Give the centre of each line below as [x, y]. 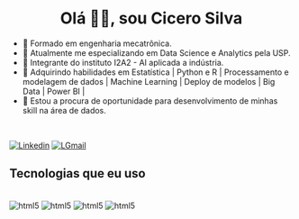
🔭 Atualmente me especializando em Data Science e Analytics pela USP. [156, 52]
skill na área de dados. [64, 110]
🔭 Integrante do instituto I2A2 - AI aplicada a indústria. [123, 62]
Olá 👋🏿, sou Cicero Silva [151, 18]
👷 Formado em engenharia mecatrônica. [97, 43]
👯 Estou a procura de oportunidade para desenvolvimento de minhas [150, 100]
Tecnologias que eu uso [77, 173]
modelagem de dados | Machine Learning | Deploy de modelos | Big [149, 81]
